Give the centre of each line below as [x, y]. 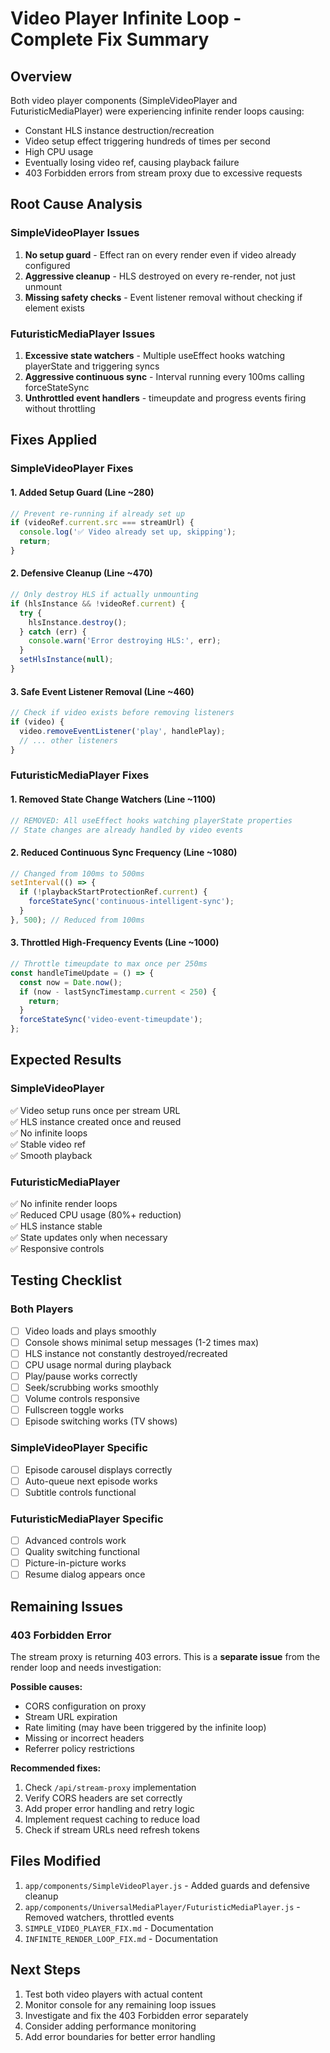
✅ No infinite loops [49, 1133]
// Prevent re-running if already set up [98, 513]
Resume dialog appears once [85, 1574]
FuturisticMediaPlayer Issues [83, 334]
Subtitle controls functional [80, 1492]
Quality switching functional [82, 1552]
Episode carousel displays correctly [98, 1469]
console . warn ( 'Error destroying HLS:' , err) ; [125, 641]
